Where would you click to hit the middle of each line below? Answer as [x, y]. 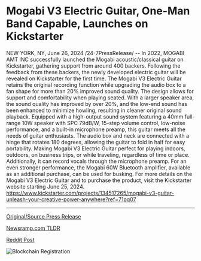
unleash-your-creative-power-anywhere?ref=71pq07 [71, 199]
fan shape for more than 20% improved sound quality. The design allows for [100, 91]
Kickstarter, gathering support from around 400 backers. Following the [93, 66]
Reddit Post [20, 239]
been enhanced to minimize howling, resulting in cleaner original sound [94, 110]
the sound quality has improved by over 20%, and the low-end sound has [97, 104]
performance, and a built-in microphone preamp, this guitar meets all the [96, 129]
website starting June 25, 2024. [45, 186]
